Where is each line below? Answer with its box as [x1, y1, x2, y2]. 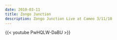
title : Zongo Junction [5, 12, 51, 17]
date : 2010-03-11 [5, 7, 40, 12]
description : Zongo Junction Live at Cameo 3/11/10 [5, 16, 112, 21]
